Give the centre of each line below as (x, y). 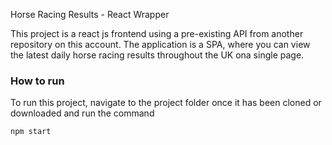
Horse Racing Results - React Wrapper (90, 14)
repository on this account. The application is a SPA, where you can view (160, 44)
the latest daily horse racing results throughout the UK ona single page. (157, 55)
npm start (31, 132)
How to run (37, 81)
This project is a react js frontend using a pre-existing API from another (157, 33)
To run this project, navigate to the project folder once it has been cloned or (166, 103)
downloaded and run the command (82, 113)
